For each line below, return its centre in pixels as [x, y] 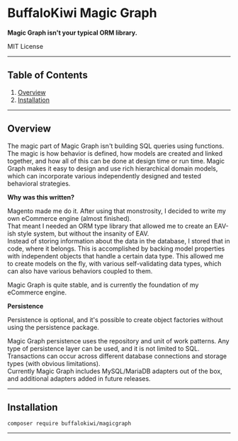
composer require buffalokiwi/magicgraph [69, 424]
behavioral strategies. [39, 183]
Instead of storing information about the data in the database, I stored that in [119, 241]
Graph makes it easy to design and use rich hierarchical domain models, [113, 168]
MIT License [25, 46]
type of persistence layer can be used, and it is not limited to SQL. [103, 348]
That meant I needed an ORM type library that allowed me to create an [110, 226]
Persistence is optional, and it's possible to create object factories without [115, 319]
